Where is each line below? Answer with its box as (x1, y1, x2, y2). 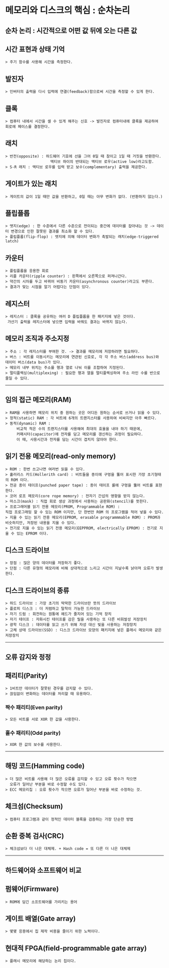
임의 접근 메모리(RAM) (5, 396, 72, 404)
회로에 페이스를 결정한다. (5, 124, 50, 129)
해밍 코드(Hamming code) (5, 762, 85, 770)
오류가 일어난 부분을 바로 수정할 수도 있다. (10, 782, 88, 787)
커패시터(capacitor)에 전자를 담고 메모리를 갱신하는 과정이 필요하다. (16, 432, 143, 437)
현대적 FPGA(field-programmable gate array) (5, 944, 147, 952)
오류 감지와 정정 (5, 653, 51, 661)
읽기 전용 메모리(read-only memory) (5, 452, 116, 461)
